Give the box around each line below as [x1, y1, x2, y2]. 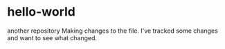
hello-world [7, 4, 76, 20]
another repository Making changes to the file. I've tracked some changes [7, 27, 218, 35]
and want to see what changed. [7, 33, 98, 42]
